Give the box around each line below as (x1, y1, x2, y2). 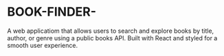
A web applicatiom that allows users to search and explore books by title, (7, 27, 214, 35)
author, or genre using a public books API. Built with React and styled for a (7, 33, 218, 42)
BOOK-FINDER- (7, 4, 97, 20)
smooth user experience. (7, 41, 78, 49)
